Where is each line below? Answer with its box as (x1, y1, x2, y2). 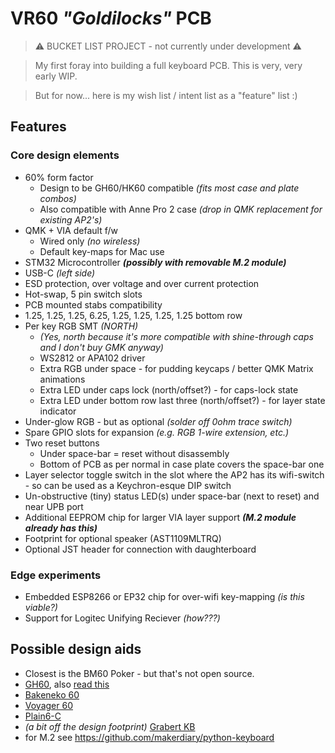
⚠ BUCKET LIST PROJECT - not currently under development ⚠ (34, 40, 302, 52)
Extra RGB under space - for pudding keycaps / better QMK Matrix (39, 362, 314, 374)
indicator (39, 405, 77, 417)
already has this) (24, 522, 98, 534)
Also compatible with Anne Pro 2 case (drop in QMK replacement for (39, 203, 323, 215)
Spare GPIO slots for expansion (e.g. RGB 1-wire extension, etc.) (24, 426, 290, 438)
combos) (39, 192, 77, 204)
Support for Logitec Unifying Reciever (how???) (24, 612, 221, 624)
